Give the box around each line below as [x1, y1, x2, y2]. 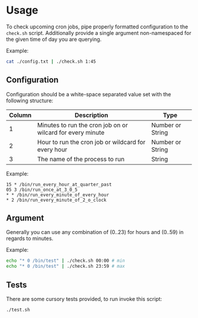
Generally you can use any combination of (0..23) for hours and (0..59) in [6, 229, 184, 236]
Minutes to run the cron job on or [37, 121, 128, 129]
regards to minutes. [6, 235, 54, 242]
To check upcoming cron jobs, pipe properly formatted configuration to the [6, 23, 189, 30]
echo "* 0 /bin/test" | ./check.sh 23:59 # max [6, 264, 126, 270]
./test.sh [6, 307, 31, 313]
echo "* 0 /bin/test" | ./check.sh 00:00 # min [6, 258, 126, 264]
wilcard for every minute [37, 128, 105, 137]
